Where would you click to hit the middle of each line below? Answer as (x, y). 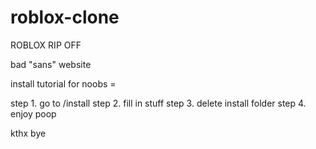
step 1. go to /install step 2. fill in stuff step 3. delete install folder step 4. (158, 103)
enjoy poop (33, 113)
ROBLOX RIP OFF (46, 45)
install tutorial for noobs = (63, 83)
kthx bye (28, 133)
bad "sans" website (51, 64)
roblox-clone (65, 17)
